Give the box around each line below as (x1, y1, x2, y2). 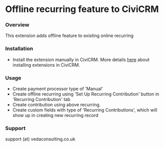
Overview (5, 21, 30, 28)
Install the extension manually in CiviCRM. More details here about (12, 56, 149, 62)
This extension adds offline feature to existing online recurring (5, 32, 134, 38)
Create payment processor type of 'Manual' (12, 86, 103, 92)
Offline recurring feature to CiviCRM (5, 3, 159, 15)
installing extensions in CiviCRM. (12, 61, 80, 68)
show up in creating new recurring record (12, 112, 99, 118)
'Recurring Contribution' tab (12, 96, 71, 102)
